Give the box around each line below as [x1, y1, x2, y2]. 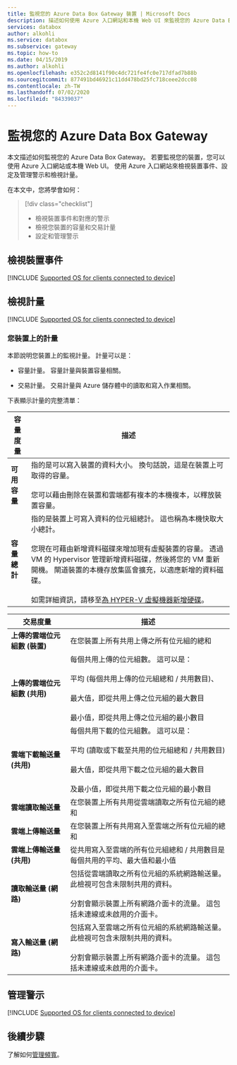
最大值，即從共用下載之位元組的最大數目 [70, 765, 205, 774]
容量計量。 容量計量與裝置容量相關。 [17, 366, 125, 375]
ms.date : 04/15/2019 [7, 56, 68, 63]
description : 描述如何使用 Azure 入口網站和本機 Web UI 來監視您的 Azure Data [7, 17, 226, 24]
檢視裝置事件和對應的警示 [35, 214, 110, 222]
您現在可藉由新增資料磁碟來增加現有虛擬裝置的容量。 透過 [30, 544, 224, 554]
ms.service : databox [7, 37, 68, 44]
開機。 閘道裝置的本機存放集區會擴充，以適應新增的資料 [30, 565, 217, 575]
